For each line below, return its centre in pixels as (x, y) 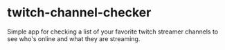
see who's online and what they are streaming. (74, 38)
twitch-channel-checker (79, 13)
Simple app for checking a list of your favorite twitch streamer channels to (113, 32)
